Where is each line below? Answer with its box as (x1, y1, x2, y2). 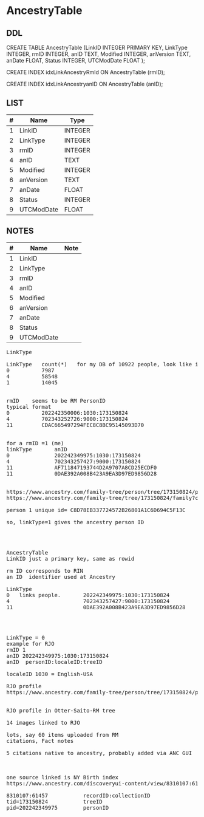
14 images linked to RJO (6, 719, 80, 726)
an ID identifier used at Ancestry (6, 573, 115, 580)
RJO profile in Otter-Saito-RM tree (6, 707, 115, 714)
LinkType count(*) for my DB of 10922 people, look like (6, 361, 192, 367)
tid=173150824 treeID (6, 798, 103, 805)
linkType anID (6, 446, 68, 453)
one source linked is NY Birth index (6, 774, 119, 781)
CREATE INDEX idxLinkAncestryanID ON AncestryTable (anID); (6, 80, 163, 87)
